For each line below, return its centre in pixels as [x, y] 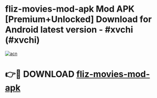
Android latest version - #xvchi [69, 30]
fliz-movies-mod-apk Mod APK [70, 9]
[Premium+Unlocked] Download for [78, 19]
